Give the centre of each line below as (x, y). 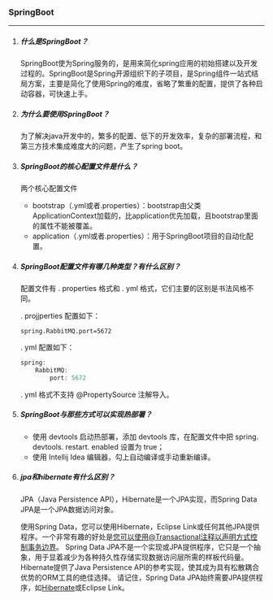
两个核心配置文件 (49, 189)
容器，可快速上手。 (59, 94)
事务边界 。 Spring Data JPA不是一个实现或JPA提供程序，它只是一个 (141, 546)
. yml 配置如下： (47, 347)
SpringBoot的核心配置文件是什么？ (79, 166)
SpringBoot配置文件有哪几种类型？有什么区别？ (100, 266)
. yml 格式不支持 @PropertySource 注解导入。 (97, 394)
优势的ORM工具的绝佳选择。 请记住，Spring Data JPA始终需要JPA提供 (138, 577)
